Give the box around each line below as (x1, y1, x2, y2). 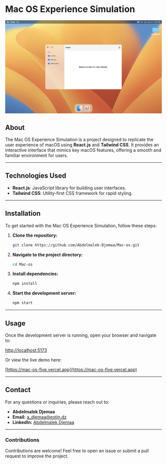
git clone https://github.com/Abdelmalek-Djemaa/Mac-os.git (12, 242, 140, 248)
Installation (5, 209, 41, 218)
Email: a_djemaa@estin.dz (12, 414, 67, 420)
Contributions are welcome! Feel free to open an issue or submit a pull (5, 448, 149, 454)
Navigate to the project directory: (12, 251, 83, 258)
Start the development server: (12, 290, 77, 296)
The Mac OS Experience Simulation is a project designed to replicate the (5, 136, 154, 143)
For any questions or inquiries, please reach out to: (5, 399, 109, 405)
